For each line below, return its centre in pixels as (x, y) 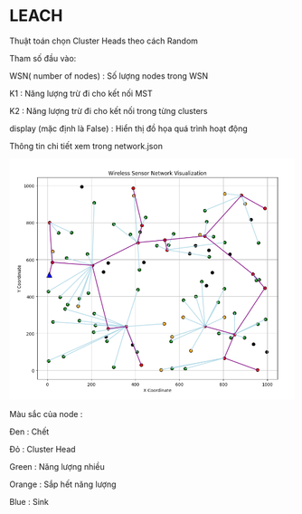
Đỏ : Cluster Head (42, 450)
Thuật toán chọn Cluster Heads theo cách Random (104, 41)
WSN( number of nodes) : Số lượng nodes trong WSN (109, 76)
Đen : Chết (29, 432)
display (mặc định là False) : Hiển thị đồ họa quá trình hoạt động (129, 128)
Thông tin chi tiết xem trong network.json (86, 146)
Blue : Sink (29, 502)
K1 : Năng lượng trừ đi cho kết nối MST (81, 93)
